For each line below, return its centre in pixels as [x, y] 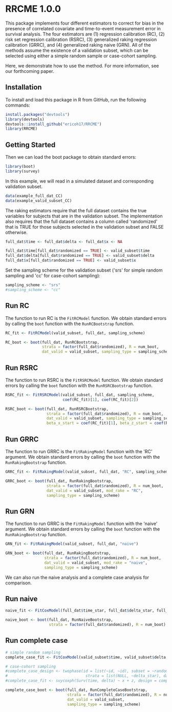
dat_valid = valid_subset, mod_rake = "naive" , [96, 563]
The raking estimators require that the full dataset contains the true [76, 210]
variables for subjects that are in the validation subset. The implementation [84, 216]
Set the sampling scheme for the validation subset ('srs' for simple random [84, 270]
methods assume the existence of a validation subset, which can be [77, 50]
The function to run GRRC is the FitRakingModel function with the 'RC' [79, 451]
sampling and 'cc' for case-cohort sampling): [53, 276]
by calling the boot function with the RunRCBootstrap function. [70, 323]
